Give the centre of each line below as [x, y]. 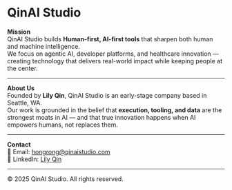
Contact [19, 144]
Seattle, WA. [25, 103]
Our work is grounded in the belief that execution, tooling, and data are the [115, 110]
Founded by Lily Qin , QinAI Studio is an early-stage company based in [107, 95]
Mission [19, 32]
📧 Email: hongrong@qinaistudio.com [59, 151]
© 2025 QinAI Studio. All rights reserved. [66, 179]
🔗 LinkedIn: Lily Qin [35, 159]
